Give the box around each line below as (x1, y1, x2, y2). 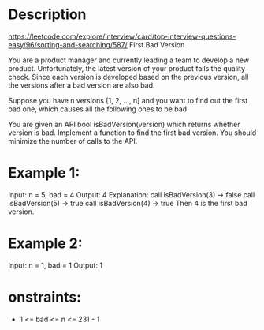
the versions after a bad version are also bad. (8, 81, 155, 90)
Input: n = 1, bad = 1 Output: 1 (8, 261, 103, 270)
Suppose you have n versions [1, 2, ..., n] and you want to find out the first (8, 96, 248, 105)
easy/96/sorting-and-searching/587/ (8, 39, 128, 49)
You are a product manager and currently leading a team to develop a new (8, 55, 250, 65)
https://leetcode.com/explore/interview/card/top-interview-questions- (8, 32, 236, 41)
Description (8, 6, 87, 24)
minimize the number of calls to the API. (8, 136, 138, 145)
